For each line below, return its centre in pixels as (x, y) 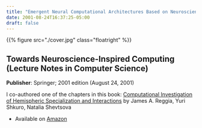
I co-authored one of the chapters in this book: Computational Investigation (99, 94)
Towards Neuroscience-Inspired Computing (90, 59)
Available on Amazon (41, 119)
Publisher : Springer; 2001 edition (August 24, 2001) (70, 83)
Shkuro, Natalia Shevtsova (39, 107)
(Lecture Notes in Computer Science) (77, 68)
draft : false (23, 23)
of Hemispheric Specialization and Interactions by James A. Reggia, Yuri (96, 101)
